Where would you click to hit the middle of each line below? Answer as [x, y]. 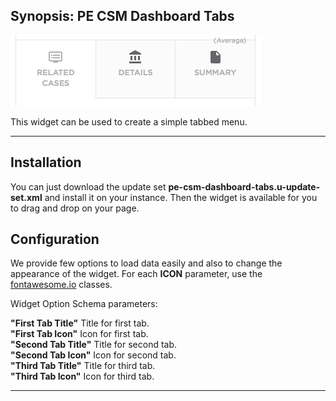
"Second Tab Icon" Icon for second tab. [93, 355]
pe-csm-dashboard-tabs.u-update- [244, 186]
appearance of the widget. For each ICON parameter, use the [136, 274]
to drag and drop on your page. [75, 208]
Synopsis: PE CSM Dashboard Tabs [122, 16]
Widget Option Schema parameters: [84, 304]
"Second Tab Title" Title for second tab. [94, 345]
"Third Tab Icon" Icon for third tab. [82, 376]
